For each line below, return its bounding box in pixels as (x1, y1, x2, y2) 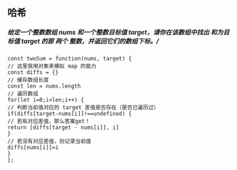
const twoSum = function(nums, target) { (7, 55, 132, 63)
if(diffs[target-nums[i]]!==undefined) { (7, 110, 132, 117)
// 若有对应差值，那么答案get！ (7, 118, 90, 125)
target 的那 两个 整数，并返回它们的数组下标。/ (21, 36, 159, 45)
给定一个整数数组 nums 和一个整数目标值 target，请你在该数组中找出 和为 (7, 28, 223, 36)
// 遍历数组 (7, 90, 39, 97)
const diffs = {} (7, 69, 59, 76)
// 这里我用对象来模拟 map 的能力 (7, 63, 97, 70)
